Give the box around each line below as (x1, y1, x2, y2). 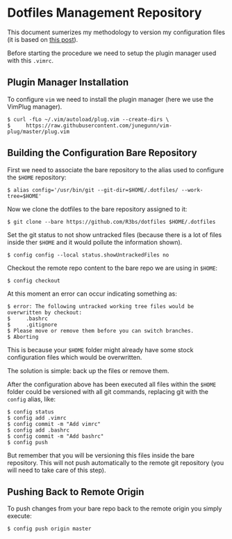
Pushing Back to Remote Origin (7, 486, 144, 498)
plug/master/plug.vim (7, 128, 70, 135)
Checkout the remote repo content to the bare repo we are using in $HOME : (7, 264, 217, 272)
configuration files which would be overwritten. (7, 353, 142, 361)
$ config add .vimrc (7, 414, 67, 421)
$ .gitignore (7, 321, 58, 328)
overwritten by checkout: (7, 309, 82, 316)
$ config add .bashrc (7, 427, 70, 434)
